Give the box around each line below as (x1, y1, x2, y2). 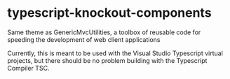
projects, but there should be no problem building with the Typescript (7, 56, 208, 64)
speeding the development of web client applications (7, 35, 161, 43)
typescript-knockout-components (7, 5, 212, 21)
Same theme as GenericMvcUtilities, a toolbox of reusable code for (7, 28, 201, 36)
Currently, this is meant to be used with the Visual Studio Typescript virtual (7, 49, 223, 57)
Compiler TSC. (7, 64, 50, 72)
